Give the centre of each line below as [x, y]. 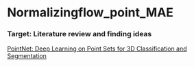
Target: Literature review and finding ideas [80, 34]
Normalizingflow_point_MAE [90, 13]
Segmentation [27, 56]
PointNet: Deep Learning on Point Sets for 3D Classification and [97, 49]
